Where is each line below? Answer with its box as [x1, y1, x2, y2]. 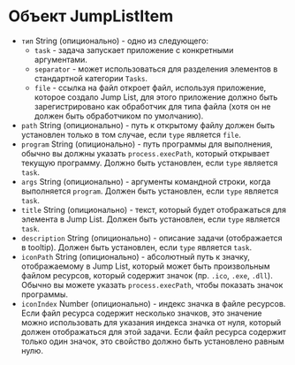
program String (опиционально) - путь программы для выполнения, [20, 139, 273, 149]
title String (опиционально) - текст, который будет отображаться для [20, 204, 286, 215]
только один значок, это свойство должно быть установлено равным [20, 336, 284, 346]
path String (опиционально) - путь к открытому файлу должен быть [20, 119, 276, 130]
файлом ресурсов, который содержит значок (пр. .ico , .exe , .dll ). [20, 270, 273, 280]
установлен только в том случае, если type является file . [20, 129, 242, 140]
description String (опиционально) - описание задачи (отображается [20, 232, 284, 243]
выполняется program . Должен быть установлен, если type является [20, 186, 279, 196]
